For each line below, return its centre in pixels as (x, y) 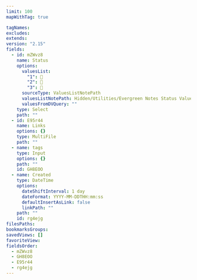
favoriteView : (23, 240)
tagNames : (18, 28)
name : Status (33, 60)
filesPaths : (21, 224)
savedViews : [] (25, 235)
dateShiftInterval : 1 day (53, 191)
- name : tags (27, 147)
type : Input (31, 153)
